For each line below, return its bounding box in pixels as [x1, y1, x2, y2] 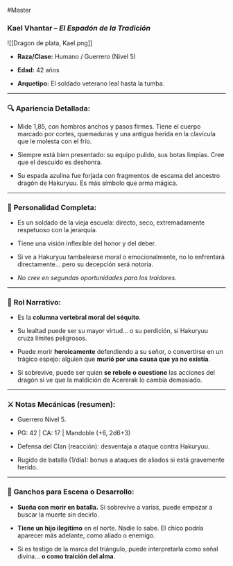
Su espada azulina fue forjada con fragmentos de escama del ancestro [17, 171, 221, 179]
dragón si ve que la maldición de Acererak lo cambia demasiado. [17, 375, 202, 385]
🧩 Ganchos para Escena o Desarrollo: [7, 487, 135, 496]
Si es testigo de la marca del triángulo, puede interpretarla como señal [17, 544, 218, 553]
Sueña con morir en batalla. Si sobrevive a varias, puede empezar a [17, 503, 213, 511]
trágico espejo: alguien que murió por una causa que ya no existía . [17, 355, 210, 364]
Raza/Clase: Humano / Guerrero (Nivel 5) [17, 52, 137, 61]
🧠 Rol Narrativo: [7, 297, 61, 307]
